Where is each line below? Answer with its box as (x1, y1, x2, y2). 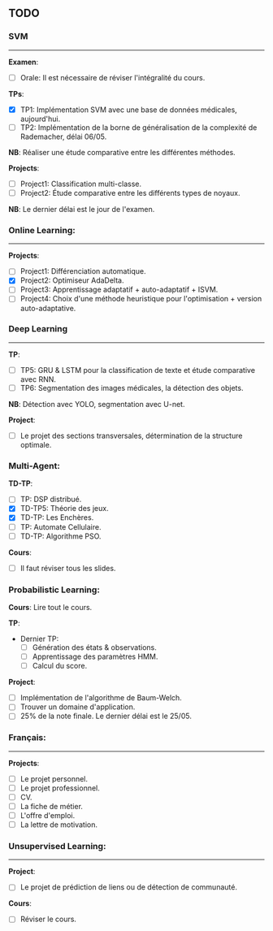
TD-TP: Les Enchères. (19, 513, 94, 522)
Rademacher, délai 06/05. (19, 132, 107, 141)
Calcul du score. (32, 661, 88, 671)
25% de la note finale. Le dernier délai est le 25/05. (19, 711, 193, 721)
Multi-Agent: (8, 460, 61, 471)
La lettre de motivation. (19, 820, 97, 829)
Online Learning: (8, 224, 76, 236)
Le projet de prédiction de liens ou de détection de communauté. (19, 882, 238, 892)
